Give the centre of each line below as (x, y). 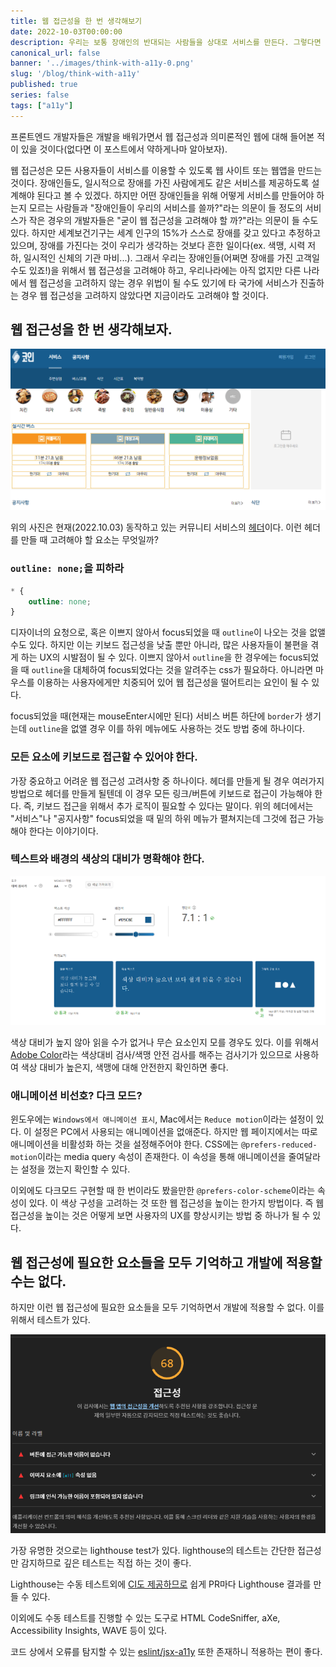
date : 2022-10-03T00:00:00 (66, 31)
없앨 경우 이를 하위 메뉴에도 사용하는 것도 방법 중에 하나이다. (187, 729)
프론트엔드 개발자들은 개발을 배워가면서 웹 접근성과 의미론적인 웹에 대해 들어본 (162, 136)
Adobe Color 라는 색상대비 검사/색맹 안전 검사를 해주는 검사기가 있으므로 (151, 1054)
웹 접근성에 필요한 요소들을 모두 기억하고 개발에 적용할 (166, 1262)
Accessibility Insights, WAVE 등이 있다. (89, 1631)
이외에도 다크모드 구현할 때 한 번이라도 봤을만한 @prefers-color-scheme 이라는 (163, 1191)
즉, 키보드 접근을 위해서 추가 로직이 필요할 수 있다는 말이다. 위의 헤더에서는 (168, 806)
